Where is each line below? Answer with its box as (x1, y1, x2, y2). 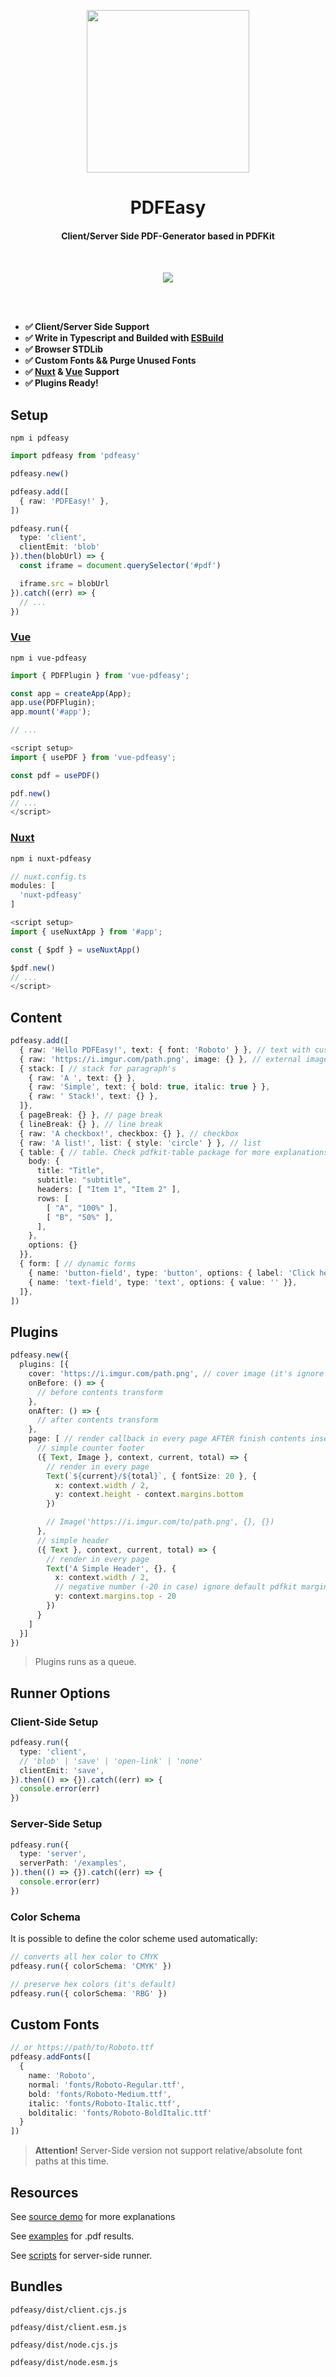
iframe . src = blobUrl (19, 578, 110, 589)
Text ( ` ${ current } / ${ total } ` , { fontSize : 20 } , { (46, 1471, 257, 1481)
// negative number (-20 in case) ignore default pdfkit (54, 1582, 298, 1592)
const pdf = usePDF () (10, 770, 101, 780)
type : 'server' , (19, 1849, 87, 1859)
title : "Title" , (36, 1166, 105, 1176)
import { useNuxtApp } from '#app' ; (10, 926, 163, 937)
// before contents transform (36, 1387, 163, 1397)
